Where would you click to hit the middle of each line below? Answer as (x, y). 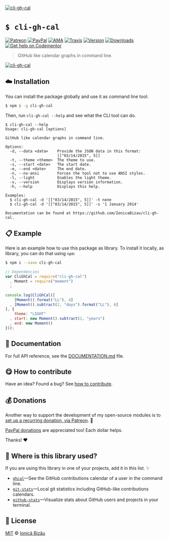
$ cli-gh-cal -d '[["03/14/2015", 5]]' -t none (61, 200)
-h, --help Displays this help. (55, 186)
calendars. (23, 495)
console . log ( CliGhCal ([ (30, 295)
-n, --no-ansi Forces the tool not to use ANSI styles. (77, 173)
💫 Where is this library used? (51, 456)
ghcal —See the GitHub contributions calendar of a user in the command (88, 478)
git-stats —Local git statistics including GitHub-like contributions (80, 489)
